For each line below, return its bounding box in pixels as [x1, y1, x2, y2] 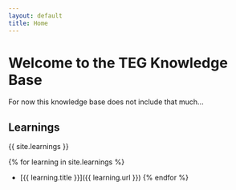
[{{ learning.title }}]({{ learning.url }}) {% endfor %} [19, 173, 189, 183]
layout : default [8, 11, 63, 20]
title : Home [8, 19, 48, 27]
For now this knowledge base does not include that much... [8, 97, 204, 107]
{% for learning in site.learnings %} [8, 157, 125, 167]
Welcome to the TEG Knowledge [8, 54, 229, 72]
